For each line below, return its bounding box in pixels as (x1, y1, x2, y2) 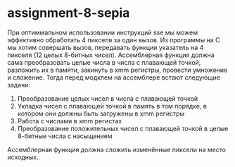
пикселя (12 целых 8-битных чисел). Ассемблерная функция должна (7, 51, 215, 59)
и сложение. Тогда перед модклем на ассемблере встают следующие (7, 73, 220, 82)
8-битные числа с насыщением (17, 132, 113, 140)
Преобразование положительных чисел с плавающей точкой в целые (17, 124, 229, 132)
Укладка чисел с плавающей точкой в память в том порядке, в (17, 101, 208, 110)
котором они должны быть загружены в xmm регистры (17, 109, 185, 118)
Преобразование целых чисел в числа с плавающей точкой (17, 94, 198, 103)
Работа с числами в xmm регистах (17, 116, 122, 125)
